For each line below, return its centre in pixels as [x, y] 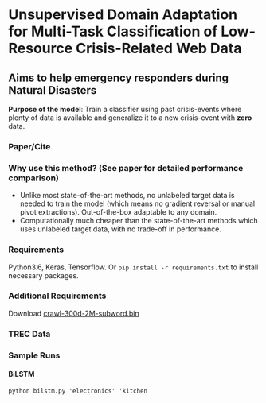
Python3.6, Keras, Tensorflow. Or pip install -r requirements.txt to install [133, 267]
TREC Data [29, 334]
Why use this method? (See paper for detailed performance [126, 168]
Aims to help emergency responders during [119, 77]
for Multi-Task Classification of [113, 31]
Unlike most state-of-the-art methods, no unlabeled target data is [127, 196]
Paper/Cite [29, 146]
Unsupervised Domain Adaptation [123, 15]
